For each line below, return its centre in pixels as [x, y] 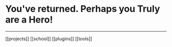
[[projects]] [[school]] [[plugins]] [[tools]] [49, 38]
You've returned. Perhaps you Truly [83, 9]
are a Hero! [29, 20]
